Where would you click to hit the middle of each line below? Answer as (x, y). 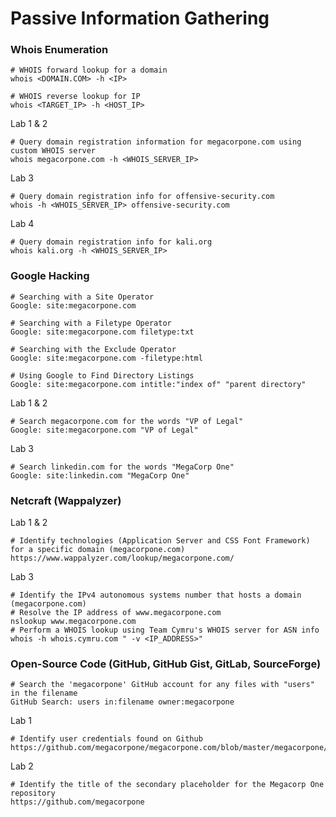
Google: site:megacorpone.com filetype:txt (102, 332)
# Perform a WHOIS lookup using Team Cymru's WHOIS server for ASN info (165, 630)
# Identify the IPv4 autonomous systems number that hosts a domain (156, 595)
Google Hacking (50, 276)
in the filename (44, 693)
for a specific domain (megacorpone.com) (98, 550)
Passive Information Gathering (140, 18)
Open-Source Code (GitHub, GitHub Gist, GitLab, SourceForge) (166, 664)
